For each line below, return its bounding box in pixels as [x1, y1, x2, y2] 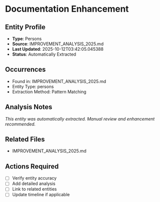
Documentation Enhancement [5, 3, 129, 15]
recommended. [5, 121, 36, 127]
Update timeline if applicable [12, 192, 70, 198]
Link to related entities [12, 186, 57, 192]
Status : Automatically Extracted [12, 51, 77, 57]
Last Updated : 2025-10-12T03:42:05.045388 [12, 46, 104, 52]
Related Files [5, 135, 45, 143]
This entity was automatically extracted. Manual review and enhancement [5, 116, 155, 121]
